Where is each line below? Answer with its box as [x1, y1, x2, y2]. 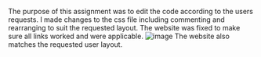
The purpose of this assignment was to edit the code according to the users [8, 7, 253, 16]
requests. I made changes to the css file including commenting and [8, 15, 225, 24]
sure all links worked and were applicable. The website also [8, 31, 230, 41]
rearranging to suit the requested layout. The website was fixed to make [8, 23, 241, 32]
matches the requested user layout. [8, 40, 123, 49]
